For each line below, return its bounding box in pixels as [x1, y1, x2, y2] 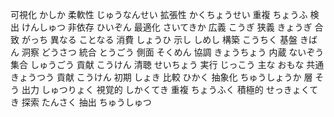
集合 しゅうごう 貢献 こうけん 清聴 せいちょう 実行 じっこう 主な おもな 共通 [10, 59, 325, 70]
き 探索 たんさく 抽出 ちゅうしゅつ [10, 96, 152, 108]
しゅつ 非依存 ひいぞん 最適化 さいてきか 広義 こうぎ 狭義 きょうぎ [38, 21, 313, 33]
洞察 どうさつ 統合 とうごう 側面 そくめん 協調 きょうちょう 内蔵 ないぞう [21, 46, 325, 58]
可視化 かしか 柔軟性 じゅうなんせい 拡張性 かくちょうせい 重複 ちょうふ [10, 9, 308, 20]
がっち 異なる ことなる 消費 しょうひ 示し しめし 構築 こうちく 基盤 [21, 34, 298, 45]
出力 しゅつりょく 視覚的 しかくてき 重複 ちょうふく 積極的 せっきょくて [21, 84, 319, 95]
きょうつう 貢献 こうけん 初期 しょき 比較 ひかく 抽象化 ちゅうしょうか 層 [10, 71, 313, 83]
